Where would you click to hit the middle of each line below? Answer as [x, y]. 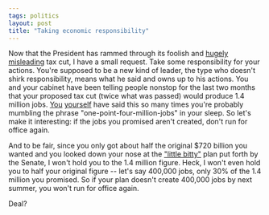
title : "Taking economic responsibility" [79, 30]
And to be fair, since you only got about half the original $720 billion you [128, 146]
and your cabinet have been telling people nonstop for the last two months [132, 87]
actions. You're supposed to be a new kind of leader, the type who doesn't [132, 71]
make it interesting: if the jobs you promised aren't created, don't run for [128, 122]
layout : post [30, 23]
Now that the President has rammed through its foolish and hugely [118, 54]
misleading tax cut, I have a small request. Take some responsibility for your [134, 62]
